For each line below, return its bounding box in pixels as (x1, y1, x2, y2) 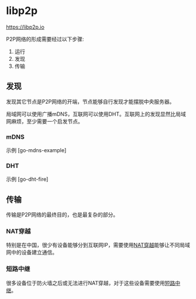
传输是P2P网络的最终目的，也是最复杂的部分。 (6, 211, 119, 218)
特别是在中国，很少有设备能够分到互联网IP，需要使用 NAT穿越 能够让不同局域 (6, 242, 190, 249)
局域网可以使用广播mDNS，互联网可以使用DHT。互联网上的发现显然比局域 (6, 110, 186, 118)
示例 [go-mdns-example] (6, 147, 67, 154)
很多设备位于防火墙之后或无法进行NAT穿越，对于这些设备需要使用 (6, 279, 166, 286)
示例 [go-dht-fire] (6, 176, 49, 183)
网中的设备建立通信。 (6, 249, 57, 256)
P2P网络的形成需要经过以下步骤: (6, 35, 84, 42)
